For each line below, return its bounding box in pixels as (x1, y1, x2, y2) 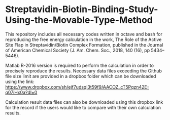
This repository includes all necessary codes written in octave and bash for (5, 31, 162, 37)
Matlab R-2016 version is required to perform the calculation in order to (5, 62, 154, 68)
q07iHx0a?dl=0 (5, 89, 38, 95)
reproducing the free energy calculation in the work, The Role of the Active (5, 36, 162, 43)
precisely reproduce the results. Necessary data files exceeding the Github (5, 67, 162, 74)
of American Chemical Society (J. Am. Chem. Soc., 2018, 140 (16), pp (5, 47, 150, 53)
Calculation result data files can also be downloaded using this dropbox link (5, 99, 163, 105)
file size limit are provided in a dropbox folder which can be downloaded (5, 73, 156, 79)
